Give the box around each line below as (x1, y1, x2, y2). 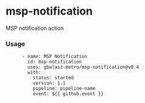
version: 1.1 (32, 80, 66, 87)
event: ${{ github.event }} (32, 91, 104, 97)
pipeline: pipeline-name (32, 85, 96, 92)
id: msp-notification (27, 59, 83, 65)
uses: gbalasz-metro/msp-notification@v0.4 (27, 64, 139, 71)
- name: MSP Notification (21, 54, 87, 60)
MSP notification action (5, 24, 64, 32)
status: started (32, 75, 74, 81)
